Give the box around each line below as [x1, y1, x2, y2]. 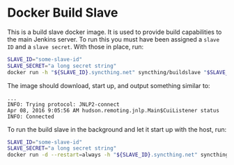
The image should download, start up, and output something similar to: [7, 81, 210, 89]
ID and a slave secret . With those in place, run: [7, 42, 144, 51]
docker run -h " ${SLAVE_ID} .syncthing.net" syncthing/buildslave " [7, 69, 208, 76]
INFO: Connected [7, 113, 54, 120]
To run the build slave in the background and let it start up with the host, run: [7, 125, 227, 133]
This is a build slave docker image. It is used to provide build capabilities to [7, 28, 222, 36]
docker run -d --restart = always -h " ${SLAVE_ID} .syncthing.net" [7, 151, 198, 159]
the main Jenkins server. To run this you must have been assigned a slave [7, 35, 220, 43]
